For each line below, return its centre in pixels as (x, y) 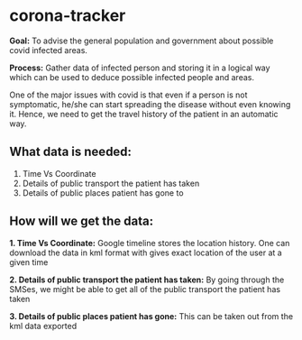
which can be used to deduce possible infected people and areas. (132, 77)
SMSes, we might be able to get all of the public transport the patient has (145, 289)
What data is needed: (71, 152)
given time (29, 262)
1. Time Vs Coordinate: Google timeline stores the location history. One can (150, 243)
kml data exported (43, 326)
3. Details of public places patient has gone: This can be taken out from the (151, 316)
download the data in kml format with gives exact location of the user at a (146, 253)
